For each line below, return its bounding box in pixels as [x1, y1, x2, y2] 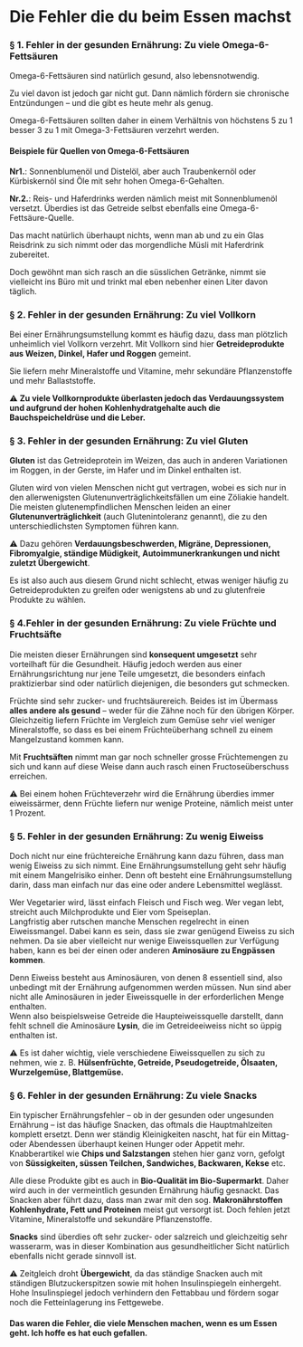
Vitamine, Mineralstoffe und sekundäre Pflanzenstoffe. [9, 1214, 213, 1225]
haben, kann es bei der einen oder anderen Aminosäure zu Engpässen [9, 944, 276, 956]
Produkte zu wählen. [9, 595, 86, 606]
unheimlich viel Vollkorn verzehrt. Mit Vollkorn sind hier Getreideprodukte [9, 338, 285, 349]
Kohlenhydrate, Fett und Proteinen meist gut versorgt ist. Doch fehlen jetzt [9, 1204, 291, 1215]
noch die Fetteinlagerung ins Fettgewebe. [9, 1297, 165, 1308]
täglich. [9, 285, 38, 296]
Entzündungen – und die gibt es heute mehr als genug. [9, 98, 213, 109]
